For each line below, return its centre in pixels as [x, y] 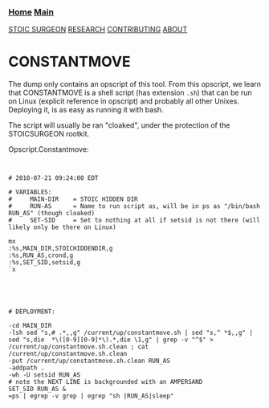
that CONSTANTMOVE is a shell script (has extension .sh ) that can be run [130, 93]
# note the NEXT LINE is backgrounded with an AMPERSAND [106, 382]
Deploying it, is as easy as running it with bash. [86, 110]
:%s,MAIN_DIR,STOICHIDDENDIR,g [61, 249]
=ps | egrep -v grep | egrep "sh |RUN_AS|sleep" [91, 396]
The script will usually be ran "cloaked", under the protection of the [119, 125]
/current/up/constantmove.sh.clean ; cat [79, 347]
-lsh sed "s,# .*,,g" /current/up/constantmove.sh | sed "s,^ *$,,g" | [130, 333]
